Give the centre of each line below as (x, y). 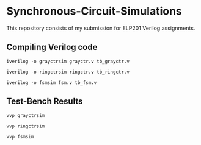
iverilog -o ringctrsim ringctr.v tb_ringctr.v (68, 72)
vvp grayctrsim (26, 115)
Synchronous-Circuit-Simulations (94, 11)
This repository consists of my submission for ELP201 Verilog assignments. (101, 28)
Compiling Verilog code (52, 47)
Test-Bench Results (45, 101)
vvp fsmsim (20, 136)
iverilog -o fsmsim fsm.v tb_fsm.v (52, 83)
